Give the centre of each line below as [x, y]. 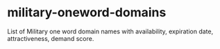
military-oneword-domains [87, 13]
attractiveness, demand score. [51, 38]
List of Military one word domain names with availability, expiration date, [110, 31]
